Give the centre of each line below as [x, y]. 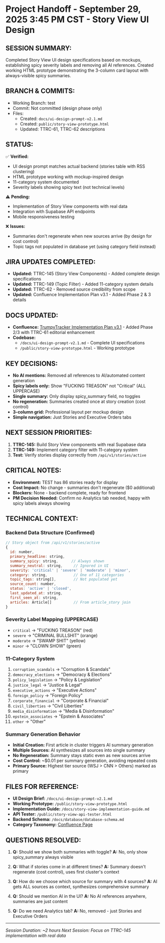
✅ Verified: [17, 156]
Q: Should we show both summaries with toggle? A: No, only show [80, 852]
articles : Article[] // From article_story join [71, 602]
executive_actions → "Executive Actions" [55, 690]
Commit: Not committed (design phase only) [57, 108]
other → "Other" [29, 722]
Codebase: [24, 337]
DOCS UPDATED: [32, 315]
